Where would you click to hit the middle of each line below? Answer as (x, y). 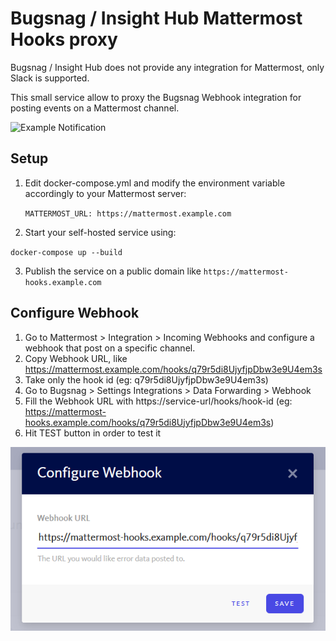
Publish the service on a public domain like (113, 271)
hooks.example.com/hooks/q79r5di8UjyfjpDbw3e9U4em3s (148, 422)
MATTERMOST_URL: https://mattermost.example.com (128, 213)
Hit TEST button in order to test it (93, 433)
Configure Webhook (75, 313)
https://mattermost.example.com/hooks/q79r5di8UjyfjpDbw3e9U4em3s (173, 369)
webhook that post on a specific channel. (110, 348)
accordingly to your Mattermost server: (105, 193)
